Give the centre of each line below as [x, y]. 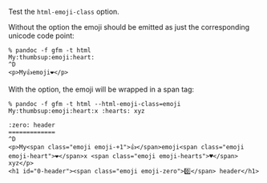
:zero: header [32, 125]
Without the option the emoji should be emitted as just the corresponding [129, 27]
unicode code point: [41, 36]
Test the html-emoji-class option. [64, 12]
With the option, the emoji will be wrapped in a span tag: [101, 89]
